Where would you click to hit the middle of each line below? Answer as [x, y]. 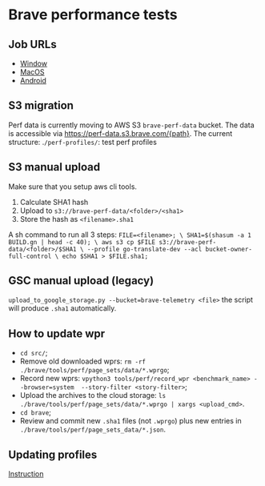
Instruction [26, 474]
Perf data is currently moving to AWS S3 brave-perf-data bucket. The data [131, 125]
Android [33, 80]
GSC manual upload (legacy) [81, 281]
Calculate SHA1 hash [54, 202]
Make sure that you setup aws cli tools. [73, 187]
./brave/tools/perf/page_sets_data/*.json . [93, 429]
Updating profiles [53, 454]
